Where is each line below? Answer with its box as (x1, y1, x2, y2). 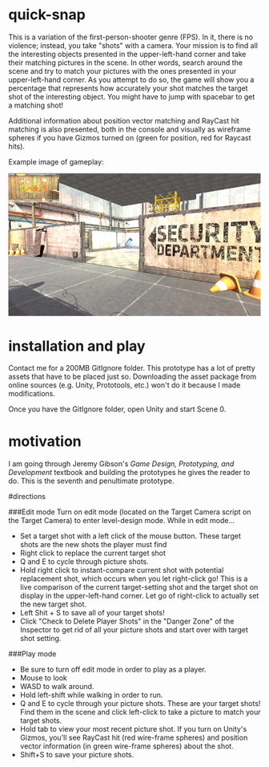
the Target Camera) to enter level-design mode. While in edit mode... (8, 516, 235, 526)
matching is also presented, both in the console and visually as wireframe (8, 124, 251, 134)
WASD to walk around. (19, 682, 94, 692)
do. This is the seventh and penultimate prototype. (8, 476, 175, 486)
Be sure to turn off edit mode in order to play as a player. (19, 664, 207, 675)
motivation (8, 432, 82, 451)
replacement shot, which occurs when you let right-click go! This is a (19, 574, 248, 583)
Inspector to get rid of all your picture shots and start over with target (19, 625, 248, 635)
